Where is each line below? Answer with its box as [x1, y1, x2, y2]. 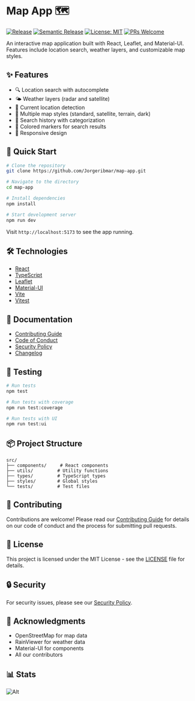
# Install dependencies [6, 195, 66, 201]
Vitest [14, 297, 30, 304]
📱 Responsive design [14, 129, 67, 136]
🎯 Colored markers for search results [14, 123, 107, 130]
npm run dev [6, 217, 36, 223]
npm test [6, 388, 28, 394]
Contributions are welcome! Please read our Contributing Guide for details [6, 516, 190, 523]
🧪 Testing [6, 366, 43, 377]
